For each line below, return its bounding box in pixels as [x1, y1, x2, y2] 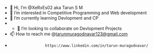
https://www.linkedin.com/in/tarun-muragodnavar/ [45, 43, 149, 48]
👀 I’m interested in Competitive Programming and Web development [9, 10, 147, 16]
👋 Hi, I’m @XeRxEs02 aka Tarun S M [9, 5, 83, 10]
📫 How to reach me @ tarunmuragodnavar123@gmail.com [9, 31, 128, 37]
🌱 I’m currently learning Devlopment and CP [9, 15, 99, 21]
